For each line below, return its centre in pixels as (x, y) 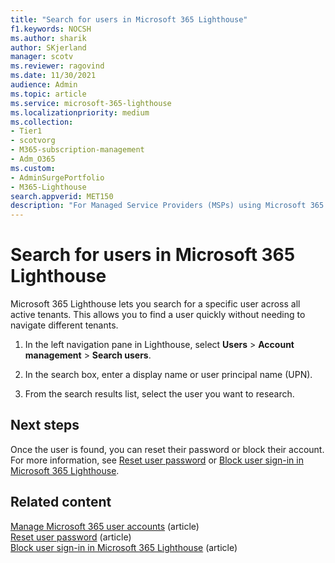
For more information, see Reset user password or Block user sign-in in (157, 460)
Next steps (45, 425)
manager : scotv (42, 57)
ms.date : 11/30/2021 (53, 76)
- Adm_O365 (33, 159)
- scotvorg (33, 141)
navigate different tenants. (64, 325)
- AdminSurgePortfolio (57, 177)
